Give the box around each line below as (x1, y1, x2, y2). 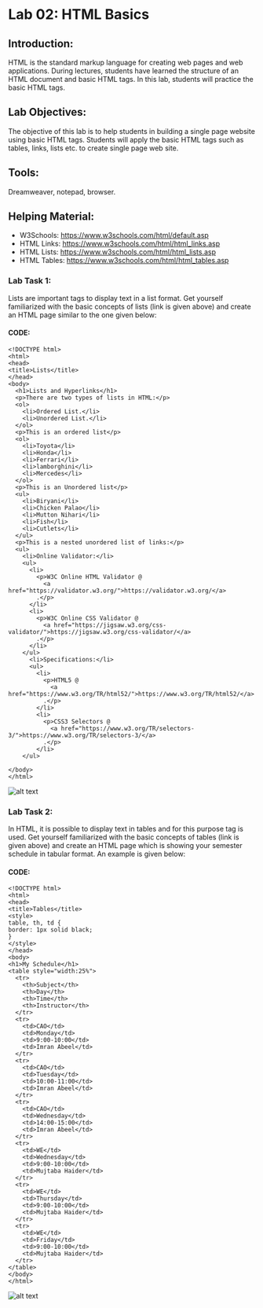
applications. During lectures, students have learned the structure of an (8, 66, 239, 76)
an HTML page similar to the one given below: (8, 309, 157, 320)
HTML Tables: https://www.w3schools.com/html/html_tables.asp (19, 256, 229, 265)
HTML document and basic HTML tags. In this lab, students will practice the (8, 75, 254, 83)
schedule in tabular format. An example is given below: (8, 849, 186, 859)
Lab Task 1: (8, 276, 52, 287)
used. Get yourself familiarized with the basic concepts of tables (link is (8, 832, 239, 842)
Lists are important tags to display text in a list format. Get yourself (8, 293, 224, 302)
